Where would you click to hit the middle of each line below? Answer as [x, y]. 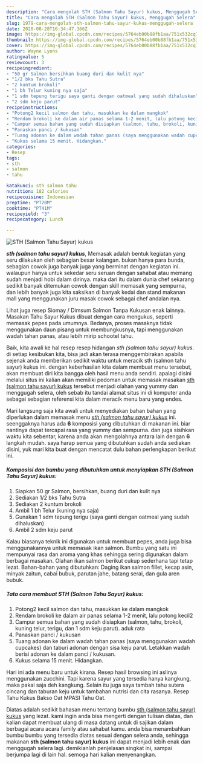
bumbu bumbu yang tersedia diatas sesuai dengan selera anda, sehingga [98, 736]
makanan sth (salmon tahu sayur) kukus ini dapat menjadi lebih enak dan [98, 742]
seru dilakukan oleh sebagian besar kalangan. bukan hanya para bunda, [96, 260]
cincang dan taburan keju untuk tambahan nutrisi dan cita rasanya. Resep [98, 691]
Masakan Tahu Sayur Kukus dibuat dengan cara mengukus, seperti [90, 317]
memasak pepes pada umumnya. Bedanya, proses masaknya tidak [89, 323]
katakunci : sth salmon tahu [42, 186]
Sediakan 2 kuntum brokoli [48, 504]
